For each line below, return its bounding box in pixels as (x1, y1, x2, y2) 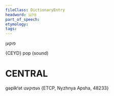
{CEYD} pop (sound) (5, 50, 49, 56)
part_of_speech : (5, 17, 40, 22)
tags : (5, 26, 17, 31)
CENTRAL (5, 68, 48, 79)
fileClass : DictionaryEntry (5, 7, 65, 13)
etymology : (5, 21, 29, 27)
